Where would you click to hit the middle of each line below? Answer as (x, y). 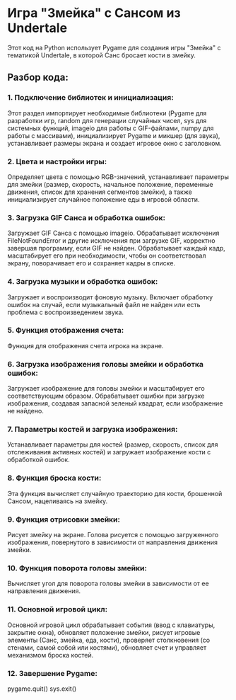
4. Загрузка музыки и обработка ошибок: (83, 282)
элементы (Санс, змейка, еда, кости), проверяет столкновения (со (109, 640)
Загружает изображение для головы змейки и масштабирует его (106, 389)
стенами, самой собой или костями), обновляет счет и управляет (107, 647)
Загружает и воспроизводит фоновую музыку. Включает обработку (110, 297)
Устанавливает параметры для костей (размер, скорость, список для (113, 444)
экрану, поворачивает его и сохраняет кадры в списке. (91, 263)
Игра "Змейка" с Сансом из (94, 13)
